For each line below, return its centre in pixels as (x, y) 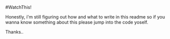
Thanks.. (15, 32)
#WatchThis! (18, 7)
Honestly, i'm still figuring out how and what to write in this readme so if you (85, 17)
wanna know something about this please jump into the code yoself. (77, 22)
